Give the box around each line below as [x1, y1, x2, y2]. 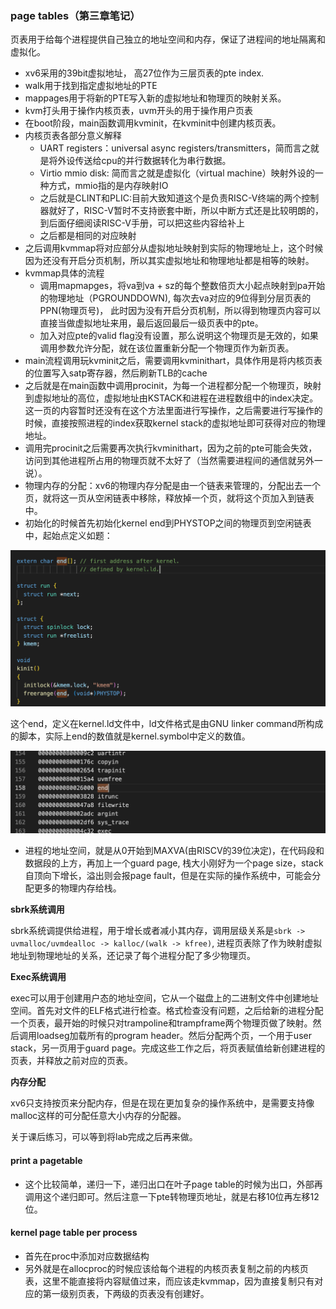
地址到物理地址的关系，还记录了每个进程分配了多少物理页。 [10, 950, 256, 962]
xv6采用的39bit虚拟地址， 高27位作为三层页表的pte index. [24, 67, 265, 79]
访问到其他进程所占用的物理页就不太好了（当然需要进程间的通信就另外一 [24, 455, 323, 467]
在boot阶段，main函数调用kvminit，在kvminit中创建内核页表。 [24, 117, 282, 129]
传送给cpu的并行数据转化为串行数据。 [74, 155, 232, 167]
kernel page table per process [10, 1227, 138, 1239]
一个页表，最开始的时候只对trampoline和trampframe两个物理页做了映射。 [10, 1017, 313, 1029]
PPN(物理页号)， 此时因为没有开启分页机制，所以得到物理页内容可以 [39, 305, 322, 317]
